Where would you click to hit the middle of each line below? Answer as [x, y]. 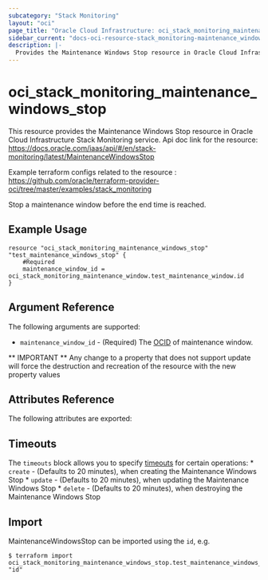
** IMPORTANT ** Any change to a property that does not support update [130, 357]
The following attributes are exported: [70, 419]
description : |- [35, 45]
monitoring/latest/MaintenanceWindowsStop [81, 156]
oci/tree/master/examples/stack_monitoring [80, 189]
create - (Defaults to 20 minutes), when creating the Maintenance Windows [132, 471]
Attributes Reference [61, 399]
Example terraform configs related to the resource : [93, 172]
